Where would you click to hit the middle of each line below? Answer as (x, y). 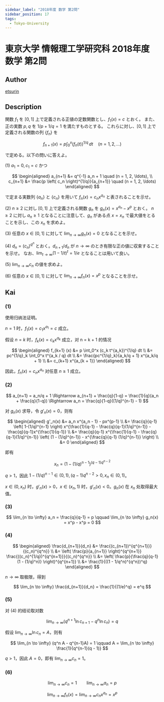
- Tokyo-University (29, 23)
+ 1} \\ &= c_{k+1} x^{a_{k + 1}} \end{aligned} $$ (82, 361)
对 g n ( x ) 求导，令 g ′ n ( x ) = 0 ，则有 (39, 411)
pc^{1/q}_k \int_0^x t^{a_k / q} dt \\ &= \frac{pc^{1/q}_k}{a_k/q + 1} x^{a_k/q (82, 355)
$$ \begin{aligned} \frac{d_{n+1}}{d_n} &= (55, 546)
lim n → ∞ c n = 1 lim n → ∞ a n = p (82, 684)
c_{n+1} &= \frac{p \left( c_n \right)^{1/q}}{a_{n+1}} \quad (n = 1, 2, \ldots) (82, 181)
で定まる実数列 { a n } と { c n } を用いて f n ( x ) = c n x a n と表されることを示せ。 (79, 197)
